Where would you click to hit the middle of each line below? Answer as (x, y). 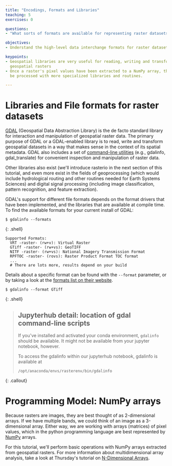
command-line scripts (54, 323)
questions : (17, 29)
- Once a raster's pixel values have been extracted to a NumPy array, (83, 71)
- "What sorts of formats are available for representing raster (76, 34)
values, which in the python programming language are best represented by (85, 431)
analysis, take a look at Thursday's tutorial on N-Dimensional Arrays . (78, 458)
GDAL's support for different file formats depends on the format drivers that (85, 199)
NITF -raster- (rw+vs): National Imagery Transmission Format (78, 252)
